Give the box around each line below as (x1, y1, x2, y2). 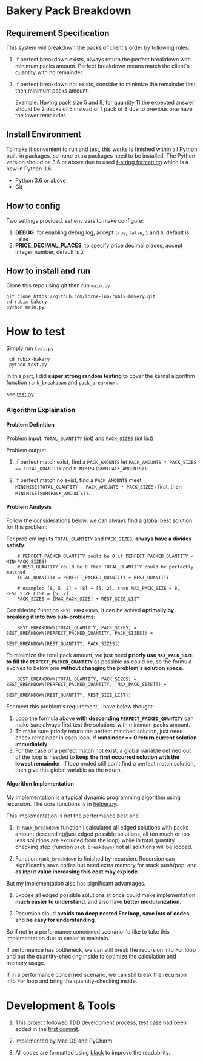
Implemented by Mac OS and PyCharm (15, 1037, 113, 1044)
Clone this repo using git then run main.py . (6, 282, 112, 289)
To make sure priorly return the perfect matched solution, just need (15, 727, 183, 735)
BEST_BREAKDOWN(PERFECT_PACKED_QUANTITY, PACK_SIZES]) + (6, 630, 153, 636)
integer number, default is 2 (15, 248, 84, 256)
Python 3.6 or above (15, 176, 66, 184)
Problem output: (6, 446, 47, 453)
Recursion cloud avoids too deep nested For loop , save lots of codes (15, 909, 190, 917)
